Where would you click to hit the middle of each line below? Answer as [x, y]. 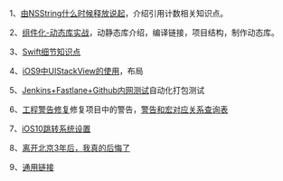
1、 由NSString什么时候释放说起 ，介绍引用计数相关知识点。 [119, 13]
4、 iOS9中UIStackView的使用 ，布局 [76, 71]
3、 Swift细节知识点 [45, 52]
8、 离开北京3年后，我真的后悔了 [70, 148]
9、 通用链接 [32, 167]
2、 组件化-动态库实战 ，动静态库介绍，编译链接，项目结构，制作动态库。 [144, 33]
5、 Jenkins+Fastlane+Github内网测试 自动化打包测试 [107, 90]
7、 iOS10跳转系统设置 [50, 129]
